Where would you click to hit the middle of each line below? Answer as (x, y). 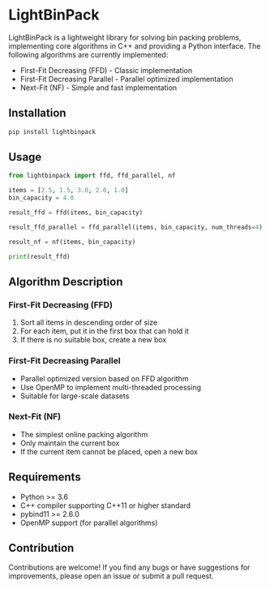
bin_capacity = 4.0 (41, 198)
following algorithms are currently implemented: (88, 54)
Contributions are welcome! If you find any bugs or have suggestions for (129, 568)
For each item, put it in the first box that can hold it (104, 331)
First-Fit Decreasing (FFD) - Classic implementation (106, 70)
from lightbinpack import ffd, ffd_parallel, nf (92, 176)
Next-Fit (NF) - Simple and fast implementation (99, 88)
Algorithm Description (66, 282)
